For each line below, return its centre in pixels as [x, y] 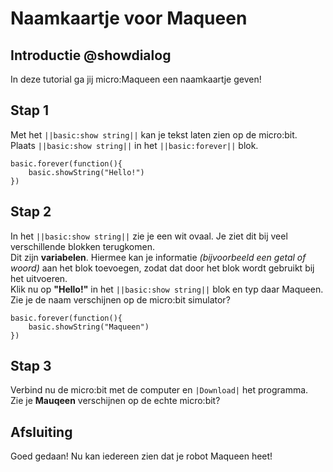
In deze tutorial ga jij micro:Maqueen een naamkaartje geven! [136, 79]
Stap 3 [31, 366]
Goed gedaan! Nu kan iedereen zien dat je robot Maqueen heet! [141, 456]
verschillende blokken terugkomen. [82, 246]
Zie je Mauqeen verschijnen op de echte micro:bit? [115, 401]
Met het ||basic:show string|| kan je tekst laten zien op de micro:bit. [154, 134]
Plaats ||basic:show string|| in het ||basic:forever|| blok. [134, 145]
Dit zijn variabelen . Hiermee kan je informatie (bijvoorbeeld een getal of [158, 257]
